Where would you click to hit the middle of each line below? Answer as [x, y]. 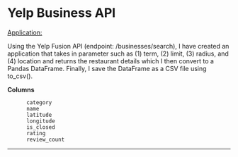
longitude [40, 121]
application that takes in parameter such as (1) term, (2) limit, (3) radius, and [118, 54]
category [39, 102]
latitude [39, 115]
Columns [21, 89]
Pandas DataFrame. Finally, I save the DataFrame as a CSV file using [107, 68]
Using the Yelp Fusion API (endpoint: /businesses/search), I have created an [118, 46]
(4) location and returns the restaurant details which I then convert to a [111, 61]
